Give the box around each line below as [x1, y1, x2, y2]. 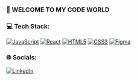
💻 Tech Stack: [6, 22, 50, 30]
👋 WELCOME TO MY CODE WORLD [6, 5, 110, 14]
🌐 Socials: [6, 53, 37, 62]
